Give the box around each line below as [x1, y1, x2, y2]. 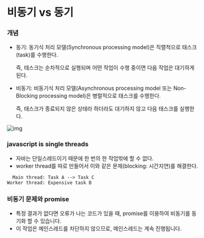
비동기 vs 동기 [7, 5, 74, 19]
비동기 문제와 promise [7, 195, 69, 203]
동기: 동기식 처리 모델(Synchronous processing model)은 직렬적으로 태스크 [15, 44, 197, 51]
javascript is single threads [7, 140, 89, 149]
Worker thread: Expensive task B [7, 180, 92, 186]
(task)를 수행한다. [15, 51, 58, 58]
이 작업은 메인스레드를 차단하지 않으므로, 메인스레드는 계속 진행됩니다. [15, 225, 182, 233]
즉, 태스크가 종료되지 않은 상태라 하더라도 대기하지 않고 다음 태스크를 [15, 105, 178, 112]
